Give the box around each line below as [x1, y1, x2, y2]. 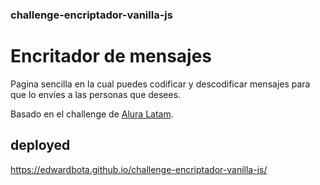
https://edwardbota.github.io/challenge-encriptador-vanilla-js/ [10, 163, 268, 175]
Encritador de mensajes [10, 45, 213, 68]
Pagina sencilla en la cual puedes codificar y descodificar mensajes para [10, 78, 311, 90]
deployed [10, 137, 71, 154]
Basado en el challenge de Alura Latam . [10, 108, 174, 120]
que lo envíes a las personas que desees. [10, 88, 182, 100]
